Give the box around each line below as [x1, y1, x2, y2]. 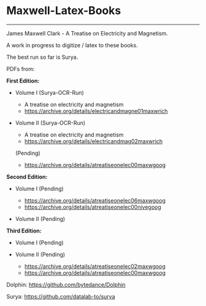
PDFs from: [6, 65, 35, 72]
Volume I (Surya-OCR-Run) [15, 89, 84, 96]
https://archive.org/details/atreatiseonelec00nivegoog [24, 203, 161, 211]
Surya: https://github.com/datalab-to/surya [6, 293, 115, 300]
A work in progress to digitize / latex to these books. [6, 41, 138, 49]
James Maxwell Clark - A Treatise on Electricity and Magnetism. [6, 29, 169, 37]
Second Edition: [6, 173, 48, 181]
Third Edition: [6, 227, 42, 234]
